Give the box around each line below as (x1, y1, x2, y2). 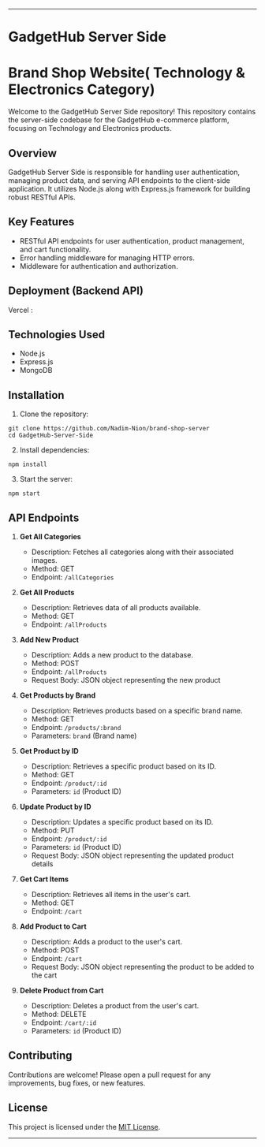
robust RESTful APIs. (8, 192, 77, 202)
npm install (8, 460, 47, 469)
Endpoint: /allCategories (31, 572, 114, 582)
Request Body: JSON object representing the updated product (31, 851, 234, 860)
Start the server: (19, 475, 73, 484)
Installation (8, 388, 65, 402)
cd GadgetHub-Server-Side (8, 431, 93, 440)
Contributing (8, 1049, 73, 1063)
